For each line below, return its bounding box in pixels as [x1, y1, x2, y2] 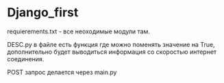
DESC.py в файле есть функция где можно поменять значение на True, [7, 40, 215, 48]
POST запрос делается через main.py [7, 68, 117, 76]
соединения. [7, 54, 45, 63]
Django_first [7, 5, 79, 20]
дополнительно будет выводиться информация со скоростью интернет [7, 48, 217, 56]
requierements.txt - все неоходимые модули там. [7, 27, 151, 35]
